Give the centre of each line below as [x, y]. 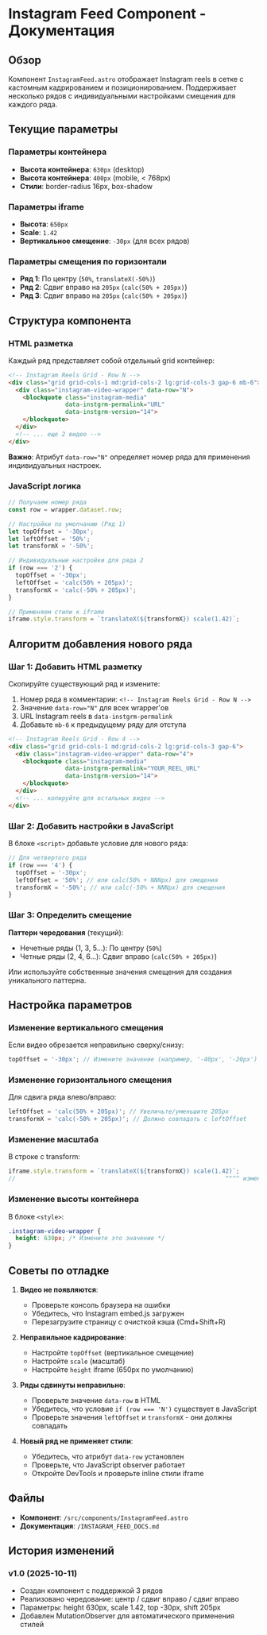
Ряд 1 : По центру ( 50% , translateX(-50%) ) [87, 279]
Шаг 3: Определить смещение [70, 915]
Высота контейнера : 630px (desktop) [82, 169]
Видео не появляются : [59, 1289]
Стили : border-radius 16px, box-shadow [86, 186]
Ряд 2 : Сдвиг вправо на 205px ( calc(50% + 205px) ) [103, 288]
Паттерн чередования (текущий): [66, 932]
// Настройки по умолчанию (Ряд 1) [67, 524]
